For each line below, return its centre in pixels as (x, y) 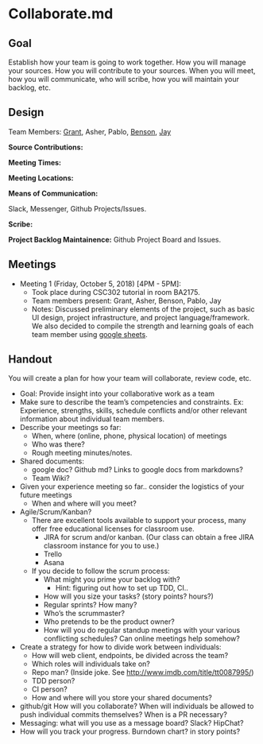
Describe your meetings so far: (70, 428)
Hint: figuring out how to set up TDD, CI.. (122, 588)
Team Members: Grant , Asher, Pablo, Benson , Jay (90, 131)
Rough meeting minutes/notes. (82, 453)
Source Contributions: (46, 147)
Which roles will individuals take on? (91, 664)
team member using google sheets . (90, 334)
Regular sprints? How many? (90, 605)
